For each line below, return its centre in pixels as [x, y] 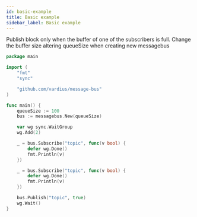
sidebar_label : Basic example [44, 23]
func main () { [24, 105]
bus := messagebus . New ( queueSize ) [59, 116]
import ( [17, 68]
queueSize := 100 [38, 111]
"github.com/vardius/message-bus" [59, 89]
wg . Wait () [29, 203]
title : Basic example [33, 17]
